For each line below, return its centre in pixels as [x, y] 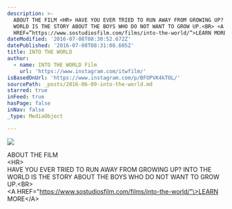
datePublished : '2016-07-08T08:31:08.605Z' [71, 46]
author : [18, 59]
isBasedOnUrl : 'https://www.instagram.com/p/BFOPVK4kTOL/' [94, 78]
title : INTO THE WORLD [40, 52]
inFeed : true [26, 97]
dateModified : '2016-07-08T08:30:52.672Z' [69, 39]
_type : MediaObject [35, 116]
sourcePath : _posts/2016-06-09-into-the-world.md [80, 84]
